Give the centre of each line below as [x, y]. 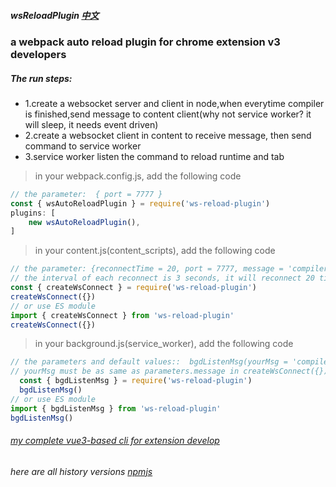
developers [38, 54]
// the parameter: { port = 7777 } [86, 194]
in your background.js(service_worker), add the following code [164, 344]
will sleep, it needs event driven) [91, 124]
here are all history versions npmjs [81, 471]
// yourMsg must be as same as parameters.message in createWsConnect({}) [169, 371]
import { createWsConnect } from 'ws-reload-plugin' [122, 315]
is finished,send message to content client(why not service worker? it [168, 114]
